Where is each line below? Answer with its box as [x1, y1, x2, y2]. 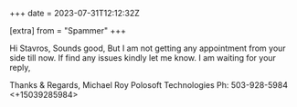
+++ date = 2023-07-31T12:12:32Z [9, 8, 140, 18]
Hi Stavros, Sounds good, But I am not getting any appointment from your [9, 43, 286, 53]
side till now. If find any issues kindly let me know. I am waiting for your [9, 53, 277, 63]
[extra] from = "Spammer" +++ [9, 25, 126, 35]
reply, [9, 63, 31, 73]
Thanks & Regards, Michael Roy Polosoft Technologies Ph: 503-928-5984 [9, 80, 288, 90]
